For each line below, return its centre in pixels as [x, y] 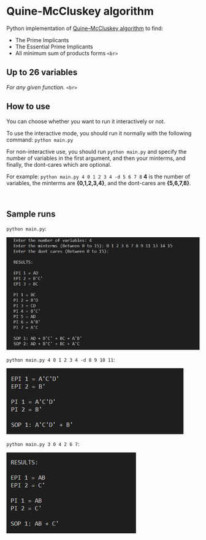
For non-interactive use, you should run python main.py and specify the [97, 151]
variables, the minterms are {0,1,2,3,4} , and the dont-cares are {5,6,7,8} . [99, 183]
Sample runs [31, 214]
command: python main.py [40, 140]
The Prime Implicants [42, 40]
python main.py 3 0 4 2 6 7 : [43, 444]
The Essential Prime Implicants [54, 47]
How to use [28, 106]
